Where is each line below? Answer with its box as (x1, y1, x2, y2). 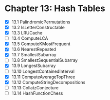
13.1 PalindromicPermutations (11, 19, 71, 25)
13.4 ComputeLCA (11, 35, 48, 41)
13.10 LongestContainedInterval (11, 68, 75, 74)
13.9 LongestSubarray (11, 63, 56, 68)
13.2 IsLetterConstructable (11, 25, 65, 30)
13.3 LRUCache (11, 30, 42, 36)
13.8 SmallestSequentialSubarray (11, 57, 78, 63)
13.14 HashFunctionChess (11, 90, 63, 96)
